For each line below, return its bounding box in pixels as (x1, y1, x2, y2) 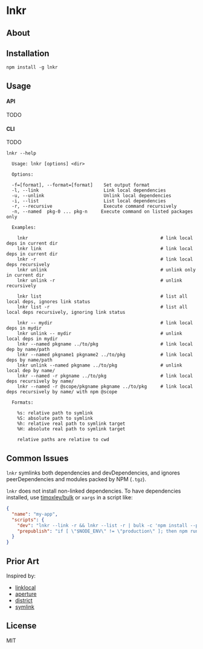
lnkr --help (6, 150, 36, 156)
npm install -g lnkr (6, 64, 59, 70)
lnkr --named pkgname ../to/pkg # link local (17, 341, 193, 347)
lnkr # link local (17, 235, 193, 241)
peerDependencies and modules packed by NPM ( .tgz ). (6, 476, 147, 482)
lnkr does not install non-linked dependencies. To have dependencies (6, 487, 181, 494)
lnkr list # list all (17, 293, 188, 300)
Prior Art (6, 556, 39, 567)
